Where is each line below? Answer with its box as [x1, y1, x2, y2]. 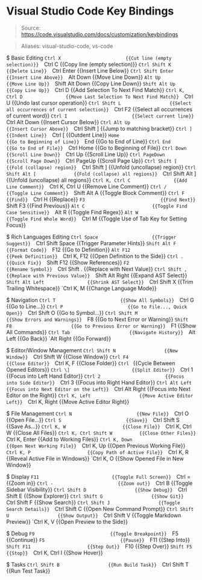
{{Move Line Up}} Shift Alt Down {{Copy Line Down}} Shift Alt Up [6, 80, 176, 87]
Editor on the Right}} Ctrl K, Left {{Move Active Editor [6, 392, 194, 399]
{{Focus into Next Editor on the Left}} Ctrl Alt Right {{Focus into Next [6, 385, 191, 392]
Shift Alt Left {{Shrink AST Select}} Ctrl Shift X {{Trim [6, 278, 194, 285]
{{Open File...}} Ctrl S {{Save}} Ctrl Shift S [6, 416, 180, 423]
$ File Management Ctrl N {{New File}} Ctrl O [6, 410, 189, 417]
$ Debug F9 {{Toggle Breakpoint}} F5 [6, 530, 179, 537]
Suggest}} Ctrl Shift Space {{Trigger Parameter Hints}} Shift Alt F [6, 239, 177, 246]
